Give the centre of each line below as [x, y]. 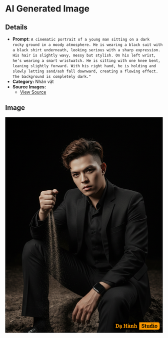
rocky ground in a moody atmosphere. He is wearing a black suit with [87, 45]
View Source [33, 92]
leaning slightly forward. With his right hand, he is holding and [84, 66]
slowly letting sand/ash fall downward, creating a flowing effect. [85, 71]
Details [16, 27]
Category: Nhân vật [33, 81]
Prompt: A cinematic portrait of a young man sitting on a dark [81, 39]
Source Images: [29, 87]
